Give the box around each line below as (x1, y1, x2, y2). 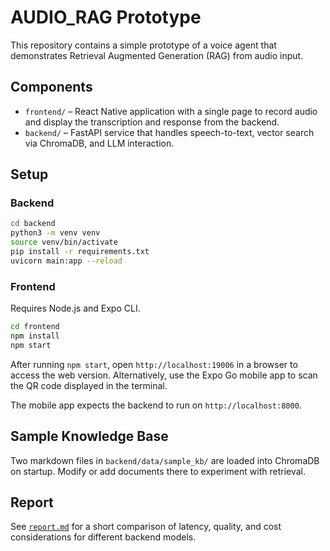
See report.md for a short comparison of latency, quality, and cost (10, 521, 282, 533)
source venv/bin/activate (10, 237, 118, 248)
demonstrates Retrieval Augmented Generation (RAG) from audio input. (10, 49, 304, 61)
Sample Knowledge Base (10, 428, 169, 445)
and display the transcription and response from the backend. (24, 116, 280, 128)
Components (10, 79, 93, 96)
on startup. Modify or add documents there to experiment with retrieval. (10, 465, 307, 477)
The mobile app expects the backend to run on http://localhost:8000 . (10, 399, 302, 411)
